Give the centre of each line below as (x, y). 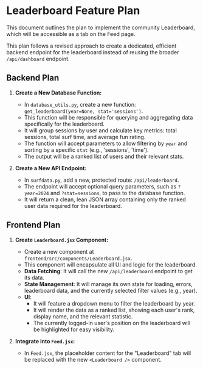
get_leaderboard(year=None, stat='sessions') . (84, 111)
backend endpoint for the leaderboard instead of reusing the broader (93, 52)
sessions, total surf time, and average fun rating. (85, 137)
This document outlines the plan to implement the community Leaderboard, (101, 27)
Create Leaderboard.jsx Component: (62, 240)
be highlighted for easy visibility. (74, 329)
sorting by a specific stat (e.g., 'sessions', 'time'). (86, 149)
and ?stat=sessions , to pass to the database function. (118, 193)
